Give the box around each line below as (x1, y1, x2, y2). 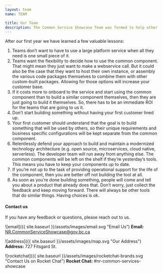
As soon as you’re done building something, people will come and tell (12, 177, 151, 183)
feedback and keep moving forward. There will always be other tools (12, 187, 150, 193)
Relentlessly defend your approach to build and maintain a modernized (12, 141, 154, 146)
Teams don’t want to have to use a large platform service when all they (12, 48, 154, 54)
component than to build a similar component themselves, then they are (12, 94, 157, 100)
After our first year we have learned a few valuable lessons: (5, 38, 125, 44)
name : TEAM (5, 12, 27, 17)
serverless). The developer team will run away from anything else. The (12, 151, 154, 157)
